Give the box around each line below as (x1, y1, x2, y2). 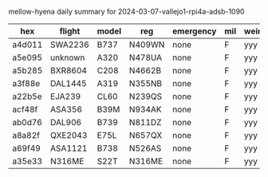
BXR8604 (50, 65, 88, 76)
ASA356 (50, 104, 82, 115)
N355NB (128, 78, 163, 88)
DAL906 (50, 117, 82, 128)
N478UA (128, 52, 163, 63)
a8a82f (12, 130, 41, 140)
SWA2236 (50, 39, 89, 50)
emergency (172, 26, 217, 37)
